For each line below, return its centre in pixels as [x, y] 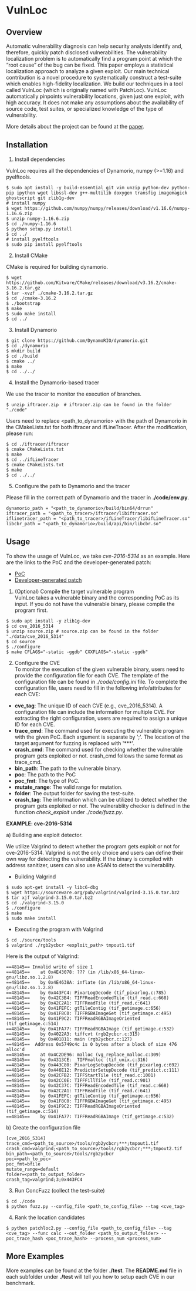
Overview [24, 32]
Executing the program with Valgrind [59, 929]
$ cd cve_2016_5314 [30, 626]
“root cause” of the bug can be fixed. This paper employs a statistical [90, 65]
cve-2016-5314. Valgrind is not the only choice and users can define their [95, 852]
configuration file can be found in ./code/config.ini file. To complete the [101, 681]
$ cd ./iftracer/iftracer [38, 444]
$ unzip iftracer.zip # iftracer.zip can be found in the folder [89, 404]
